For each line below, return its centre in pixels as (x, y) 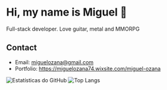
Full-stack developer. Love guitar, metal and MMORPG (73, 29)
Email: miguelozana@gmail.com (54, 62)
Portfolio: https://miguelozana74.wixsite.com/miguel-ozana (88, 68)
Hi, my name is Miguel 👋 (67, 12)
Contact (22, 48)
